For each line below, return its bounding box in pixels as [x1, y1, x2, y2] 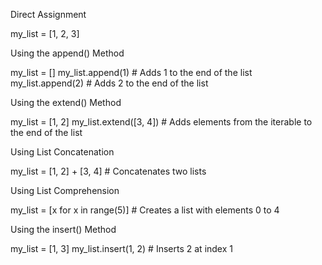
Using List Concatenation [10, 146, 115, 158]
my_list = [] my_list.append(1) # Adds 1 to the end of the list [10, 67, 253, 78]
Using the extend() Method [10, 97, 122, 108]
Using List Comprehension [10, 185, 120, 196]
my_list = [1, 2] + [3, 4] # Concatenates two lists [10, 165, 207, 177]
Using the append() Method [10, 47, 125, 59]
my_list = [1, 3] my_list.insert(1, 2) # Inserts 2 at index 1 [10, 243, 233, 254]
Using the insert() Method [10, 224, 117, 235]
